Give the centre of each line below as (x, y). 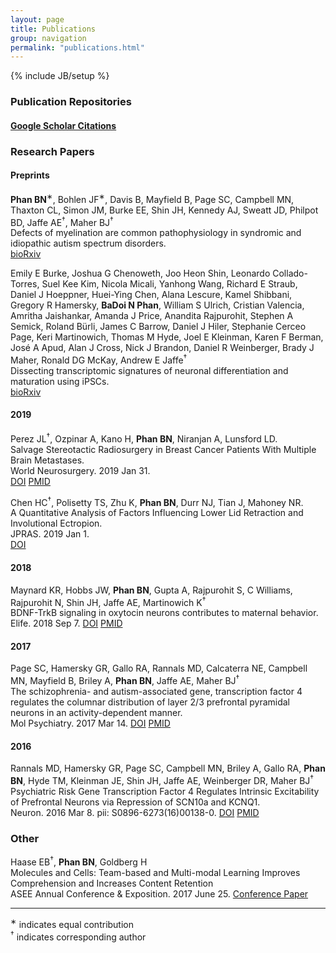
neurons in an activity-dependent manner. (96, 713)
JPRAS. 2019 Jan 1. (50, 534)
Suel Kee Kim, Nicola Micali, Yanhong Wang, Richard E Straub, (169, 284)
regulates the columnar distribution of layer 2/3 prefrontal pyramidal (150, 702)
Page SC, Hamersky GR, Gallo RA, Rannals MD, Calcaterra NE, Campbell (159, 668)
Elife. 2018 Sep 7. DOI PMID (66, 623)
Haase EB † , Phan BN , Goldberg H (79, 861)
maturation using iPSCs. (60, 381)
